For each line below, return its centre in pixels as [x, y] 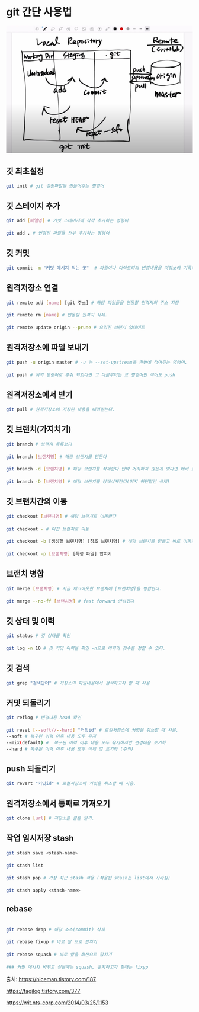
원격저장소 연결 [32, 288]
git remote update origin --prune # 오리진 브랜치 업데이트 [76, 328]
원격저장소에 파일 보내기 [47, 348]
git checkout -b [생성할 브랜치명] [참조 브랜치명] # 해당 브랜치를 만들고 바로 [93, 542]
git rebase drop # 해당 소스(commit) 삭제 [56, 930]
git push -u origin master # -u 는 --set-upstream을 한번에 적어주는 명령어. [97, 362]
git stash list [25, 866]
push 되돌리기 [31, 769]
